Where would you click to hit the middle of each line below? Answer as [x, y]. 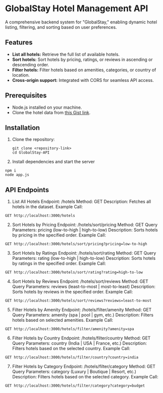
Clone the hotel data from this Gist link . [51, 112]
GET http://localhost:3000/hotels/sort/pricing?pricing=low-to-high [76, 244]
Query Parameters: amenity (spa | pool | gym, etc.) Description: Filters [83, 315]
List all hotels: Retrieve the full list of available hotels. [66, 54]
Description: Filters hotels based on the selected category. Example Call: [85, 377]
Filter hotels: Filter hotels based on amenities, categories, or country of [84, 70]
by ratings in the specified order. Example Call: [59, 263]
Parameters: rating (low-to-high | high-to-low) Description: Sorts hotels [84, 258]
